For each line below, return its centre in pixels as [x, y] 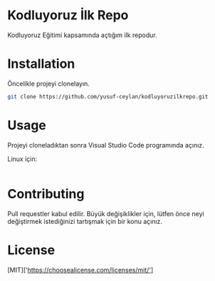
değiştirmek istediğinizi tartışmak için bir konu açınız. [85, 221]
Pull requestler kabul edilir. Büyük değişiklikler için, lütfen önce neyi [106, 213]
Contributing [46, 194]
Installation [41, 64]
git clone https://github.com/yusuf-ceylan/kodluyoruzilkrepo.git [108, 96]
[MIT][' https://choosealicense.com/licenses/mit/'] [80, 270]
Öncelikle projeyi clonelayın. [49, 83]
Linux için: [22, 159]
